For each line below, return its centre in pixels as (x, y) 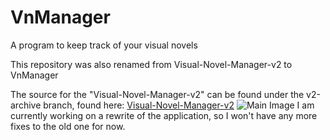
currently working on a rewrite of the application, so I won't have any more (164, 115)
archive (26, 105)
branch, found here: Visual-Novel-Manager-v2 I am (179, 105)
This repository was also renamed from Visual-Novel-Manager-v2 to (151, 64)
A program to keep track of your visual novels (104, 45)
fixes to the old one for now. (68, 126)
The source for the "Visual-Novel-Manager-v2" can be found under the (157, 94)
